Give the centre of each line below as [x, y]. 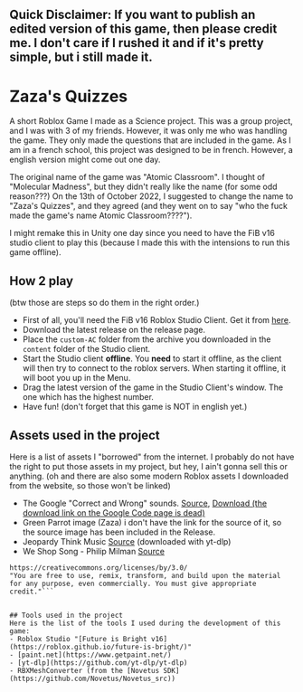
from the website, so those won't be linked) [90, 485]
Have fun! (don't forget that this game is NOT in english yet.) [135, 407]
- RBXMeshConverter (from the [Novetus [85, 670]
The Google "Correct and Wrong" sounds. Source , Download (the [145, 503]
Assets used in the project [85, 435]
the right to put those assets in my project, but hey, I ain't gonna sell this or [148, 466]
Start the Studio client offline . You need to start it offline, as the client [152, 359]
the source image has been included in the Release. [118, 532]
